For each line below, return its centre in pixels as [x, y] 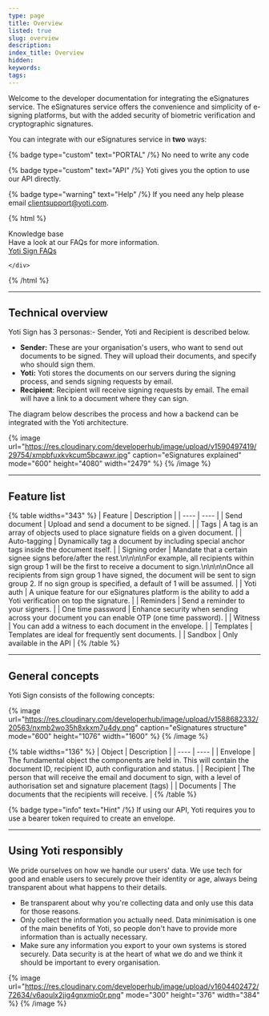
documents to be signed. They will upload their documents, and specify [138, 356]
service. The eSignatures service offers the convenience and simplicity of [130, 106]
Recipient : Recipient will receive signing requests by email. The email [134, 390]
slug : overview [34, 38]
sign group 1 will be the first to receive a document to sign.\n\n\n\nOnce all [131, 567]
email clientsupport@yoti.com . [59, 203]
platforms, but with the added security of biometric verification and [145, 115]
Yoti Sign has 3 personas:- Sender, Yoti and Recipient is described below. [129, 332]
